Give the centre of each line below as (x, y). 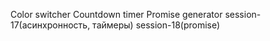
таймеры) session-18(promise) (156, 25)
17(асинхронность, (50, 25)
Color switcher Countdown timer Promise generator (116, 14)
